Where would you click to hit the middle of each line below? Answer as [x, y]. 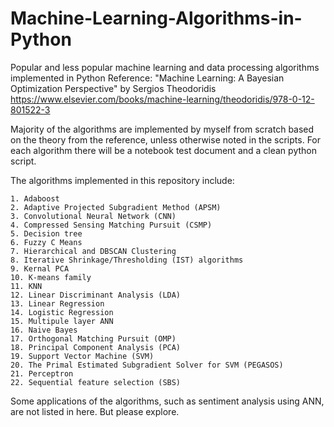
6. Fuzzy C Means [46, 242]
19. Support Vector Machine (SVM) [82, 356]
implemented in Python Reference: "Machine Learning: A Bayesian [147, 78]
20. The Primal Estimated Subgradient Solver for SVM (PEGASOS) [147, 365]
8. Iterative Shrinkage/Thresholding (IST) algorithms [127, 260]
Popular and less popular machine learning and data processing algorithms [165, 67]
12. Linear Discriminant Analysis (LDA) [96, 295]
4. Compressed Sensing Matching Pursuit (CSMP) [111, 225]
